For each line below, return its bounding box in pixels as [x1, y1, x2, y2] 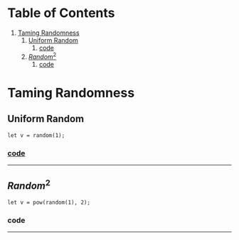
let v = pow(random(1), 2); [7, 199, 91, 206]
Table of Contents [7, 5, 115, 21]
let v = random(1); [7, 131, 65, 139]
